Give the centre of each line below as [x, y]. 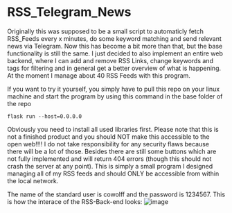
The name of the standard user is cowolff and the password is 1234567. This [116, 194]
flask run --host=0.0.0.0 [44, 116]
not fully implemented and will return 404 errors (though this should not [109, 159]
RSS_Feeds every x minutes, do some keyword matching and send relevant [114, 38]
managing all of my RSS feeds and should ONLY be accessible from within [113, 173]
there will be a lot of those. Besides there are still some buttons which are [112, 151]
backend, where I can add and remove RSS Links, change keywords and [110, 60]
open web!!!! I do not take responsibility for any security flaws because [108, 144]
